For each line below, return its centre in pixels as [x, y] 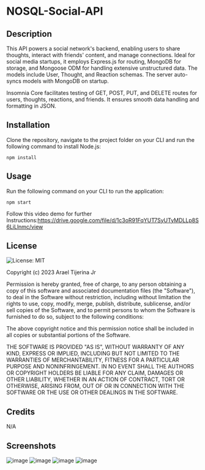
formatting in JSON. [31, 106]
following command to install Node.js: [54, 146]
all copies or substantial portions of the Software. [68, 335]
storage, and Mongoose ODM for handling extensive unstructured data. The [102, 68]
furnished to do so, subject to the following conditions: [75, 317]
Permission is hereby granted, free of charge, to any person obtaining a [96, 284]
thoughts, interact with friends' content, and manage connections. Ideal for [101, 55]
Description [29, 34]
